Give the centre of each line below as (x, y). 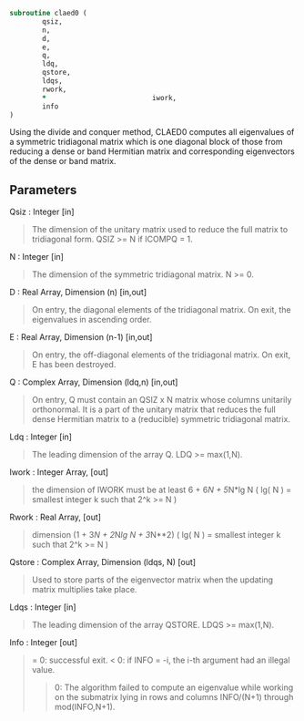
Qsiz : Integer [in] (42, 212)
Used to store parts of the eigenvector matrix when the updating (152, 580)
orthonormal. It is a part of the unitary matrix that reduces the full (153, 409)
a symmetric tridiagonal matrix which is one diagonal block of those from (146, 142)
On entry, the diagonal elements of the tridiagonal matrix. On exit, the (161, 310)
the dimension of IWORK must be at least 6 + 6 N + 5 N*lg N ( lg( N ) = (162, 490)
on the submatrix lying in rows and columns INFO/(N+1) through (174, 697)
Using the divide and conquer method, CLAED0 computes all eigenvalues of (152, 132)
